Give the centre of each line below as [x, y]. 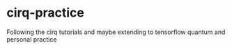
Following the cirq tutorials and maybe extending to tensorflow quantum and [116, 32]
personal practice [32, 39]
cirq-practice [45, 13]
